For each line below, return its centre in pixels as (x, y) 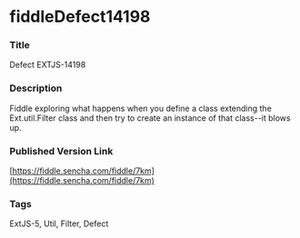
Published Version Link (61, 151)
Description (36, 88)
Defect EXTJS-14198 (48, 64)
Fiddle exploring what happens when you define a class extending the (141, 108)
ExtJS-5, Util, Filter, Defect (59, 223)
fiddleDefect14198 (80, 17)
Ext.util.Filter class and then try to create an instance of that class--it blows (150, 118)
